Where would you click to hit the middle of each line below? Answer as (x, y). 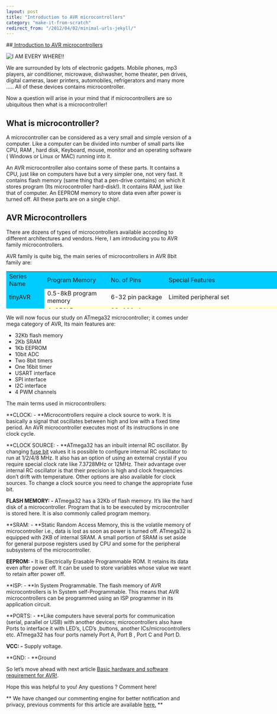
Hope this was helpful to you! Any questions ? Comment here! (81, 687)
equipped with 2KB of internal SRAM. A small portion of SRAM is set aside (96, 537)
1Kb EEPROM (31, 348)
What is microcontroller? (53, 123)
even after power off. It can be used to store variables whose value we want (99, 567)
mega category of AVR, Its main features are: (61, 324)
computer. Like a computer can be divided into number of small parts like (95, 144)
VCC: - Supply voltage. (34, 646)
